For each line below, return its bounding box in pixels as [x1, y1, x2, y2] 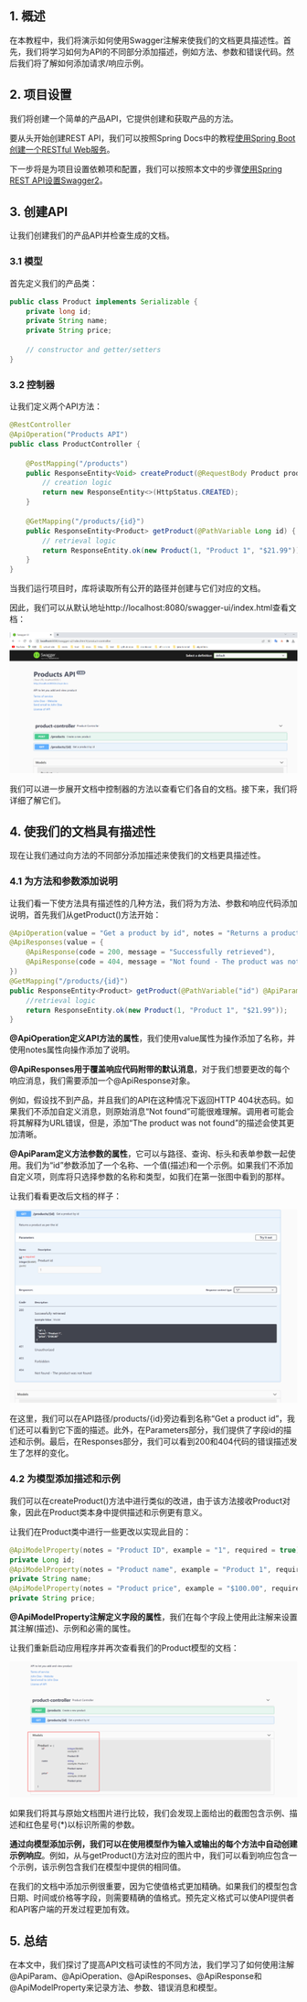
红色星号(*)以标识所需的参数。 [25, 1819, 140, 1830]
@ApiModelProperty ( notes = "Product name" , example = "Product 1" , [9, 1565, 272, 1574]
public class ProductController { [9, 439, 142, 448]
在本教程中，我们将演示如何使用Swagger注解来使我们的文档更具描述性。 [9, 35, 283, 46]
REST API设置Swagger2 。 [9, 175, 108, 186]
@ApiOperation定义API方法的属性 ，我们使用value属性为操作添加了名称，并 [9, 1033, 296, 1044]
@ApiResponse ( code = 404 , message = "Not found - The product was [26, 957, 284, 967]
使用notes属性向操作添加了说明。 [9, 1044, 135, 1055]
